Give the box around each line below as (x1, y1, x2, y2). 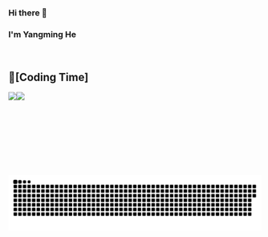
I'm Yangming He (8, 28, 76, 39)
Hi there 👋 (8, 7, 48, 18)
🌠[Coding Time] (8, 70, 89, 84)
